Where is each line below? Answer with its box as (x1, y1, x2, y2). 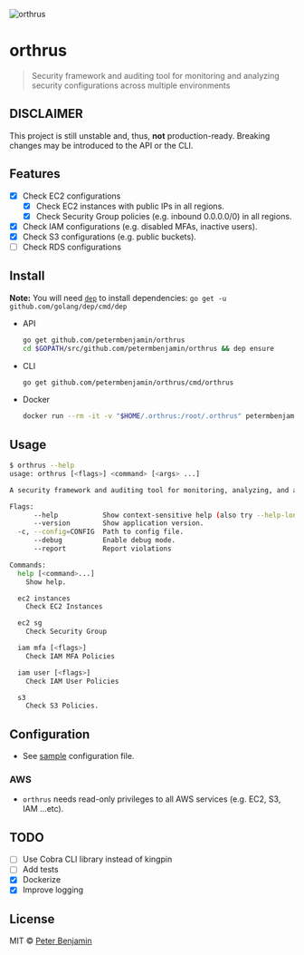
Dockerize (22, 874, 62, 885)
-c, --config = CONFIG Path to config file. (17, 527, 184, 537)
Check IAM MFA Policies (25, 651, 116, 661)
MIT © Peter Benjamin (9, 935, 92, 947)
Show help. (25, 577, 67, 587)
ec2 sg (17, 619, 43, 628)
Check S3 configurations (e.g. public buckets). (22, 231, 197, 242)
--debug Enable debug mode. (33, 536, 176, 545)
